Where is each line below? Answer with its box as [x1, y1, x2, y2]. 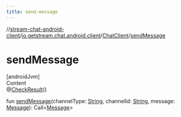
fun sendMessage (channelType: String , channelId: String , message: [6, 97, 175, 104]
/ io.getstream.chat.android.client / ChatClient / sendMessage [19, 31, 166, 39]
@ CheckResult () [6, 86, 47, 93]
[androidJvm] [6, 73, 40, 80]
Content [6, 79, 27, 86]
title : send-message [6, 8, 59, 15]
